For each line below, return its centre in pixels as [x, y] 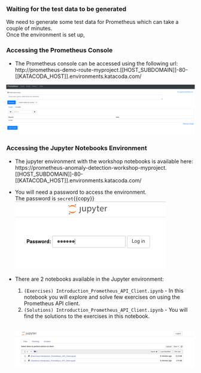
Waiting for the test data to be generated [66, 9]
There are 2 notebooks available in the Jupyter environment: [89, 279]
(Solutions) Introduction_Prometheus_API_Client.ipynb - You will [106, 309]
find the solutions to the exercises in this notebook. [87, 316]
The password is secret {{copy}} [54, 198]
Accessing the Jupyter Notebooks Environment [77, 148]
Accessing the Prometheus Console [60, 50]
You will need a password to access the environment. [80, 192]
